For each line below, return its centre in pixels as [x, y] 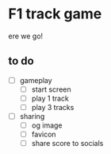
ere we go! [26, 36]
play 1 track [50, 98]
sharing [32, 116]
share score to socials [67, 144]
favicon [44, 134]
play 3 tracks [53, 107]
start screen [51, 89]
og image [47, 125]
